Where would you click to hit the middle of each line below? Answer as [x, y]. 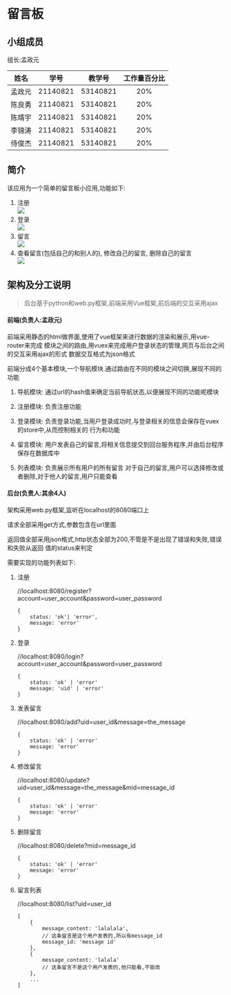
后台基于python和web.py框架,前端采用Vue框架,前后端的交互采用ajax [121, 303]
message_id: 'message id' [79, 942]
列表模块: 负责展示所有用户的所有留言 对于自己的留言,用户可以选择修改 [117, 468]
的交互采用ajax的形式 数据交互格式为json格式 [71, 354]
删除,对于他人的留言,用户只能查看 [70, 476]
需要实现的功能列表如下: [41, 563]
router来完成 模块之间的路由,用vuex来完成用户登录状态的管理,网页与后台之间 [116, 345]
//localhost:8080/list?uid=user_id [64, 904]
